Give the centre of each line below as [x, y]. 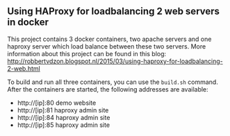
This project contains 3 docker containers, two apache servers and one [109, 39]
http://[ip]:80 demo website [57, 103]
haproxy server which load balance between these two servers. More [107, 46]
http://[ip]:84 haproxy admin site [64, 117]
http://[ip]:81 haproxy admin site [63, 110]
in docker [28, 23]
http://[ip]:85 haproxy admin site [63, 125]
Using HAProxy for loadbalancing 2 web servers [114, 11]
